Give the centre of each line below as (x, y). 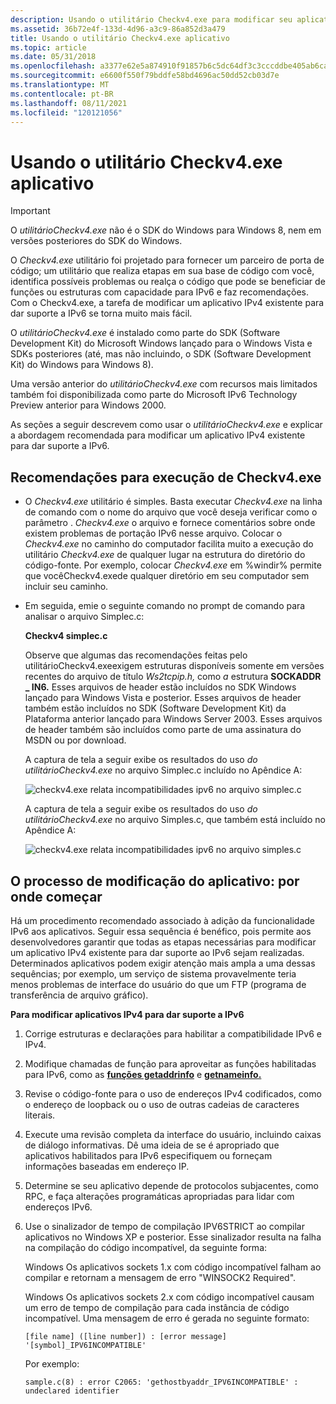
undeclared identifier (72, 1391)
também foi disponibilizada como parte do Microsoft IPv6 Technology (154, 395)
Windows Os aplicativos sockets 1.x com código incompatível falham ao (173, 1267)
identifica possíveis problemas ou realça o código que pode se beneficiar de (168, 282)
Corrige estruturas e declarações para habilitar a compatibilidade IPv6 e (173, 1033)
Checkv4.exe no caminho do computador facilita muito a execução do (169, 544)
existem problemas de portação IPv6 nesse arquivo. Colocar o (153, 533)
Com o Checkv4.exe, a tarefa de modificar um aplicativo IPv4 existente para (167, 303)
